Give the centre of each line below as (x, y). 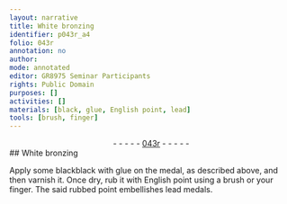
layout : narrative (44, 18)
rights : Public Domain (52, 84)
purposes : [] (34, 93)
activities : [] (38, 101)
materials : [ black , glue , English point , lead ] (100, 110)
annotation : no (38, 51)
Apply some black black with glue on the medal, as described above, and (144, 171)
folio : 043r (31, 43)
